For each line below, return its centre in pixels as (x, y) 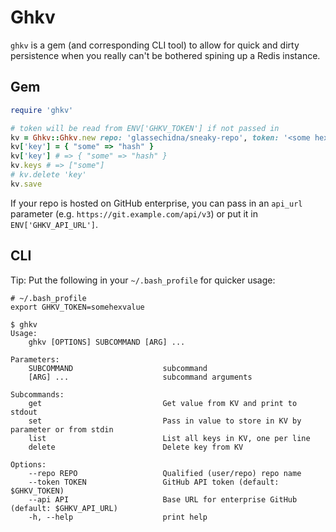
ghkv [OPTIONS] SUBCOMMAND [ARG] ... (107, 342)
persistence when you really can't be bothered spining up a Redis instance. (165, 55)
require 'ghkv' (42, 110)
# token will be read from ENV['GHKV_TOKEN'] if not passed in (145, 128)
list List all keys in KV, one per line (169, 438)
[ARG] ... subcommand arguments (140, 377)
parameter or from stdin (62, 429)
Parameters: (35, 359)
